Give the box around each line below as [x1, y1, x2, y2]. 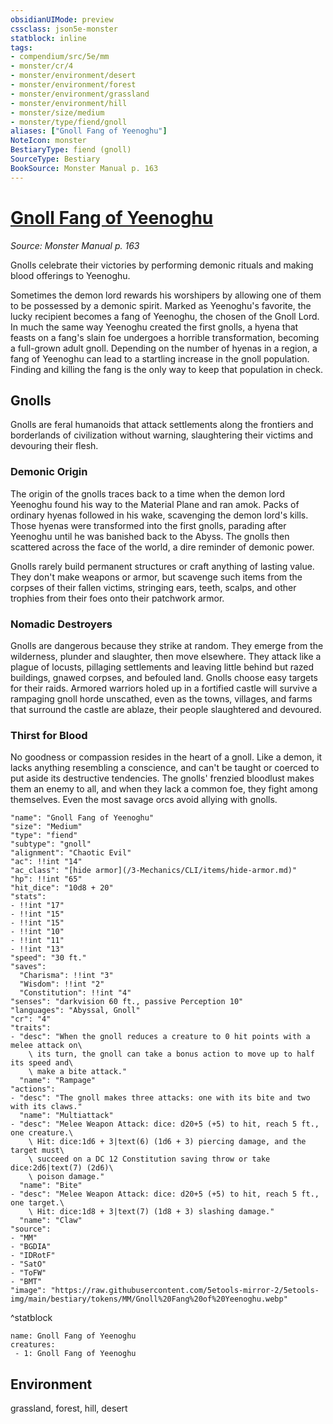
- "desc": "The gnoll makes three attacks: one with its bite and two [10, 1093, 311, 1103]
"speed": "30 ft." [10, 953, 87, 963]
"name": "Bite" [19, 1181, 83, 1191]
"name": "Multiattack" [19, 1111, 114, 1121]
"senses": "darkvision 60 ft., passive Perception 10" [10, 997, 244, 1007]
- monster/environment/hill [10, 98, 128, 108]
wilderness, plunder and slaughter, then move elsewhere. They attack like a [10, 650, 322, 662]
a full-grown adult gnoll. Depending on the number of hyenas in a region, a [10, 342, 318, 354]
